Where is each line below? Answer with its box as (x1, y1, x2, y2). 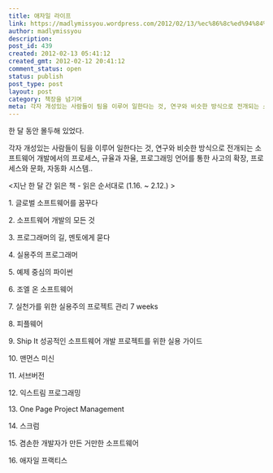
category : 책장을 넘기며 (8, 95, 83, 103)
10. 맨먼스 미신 (8, 354, 55, 363)
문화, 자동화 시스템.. (29, 163, 93, 173)
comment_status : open (8, 65, 82, 73)
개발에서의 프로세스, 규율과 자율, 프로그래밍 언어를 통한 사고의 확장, (36, 154, 249, 163)
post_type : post (8, 80, 63, 88)
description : (8, 34, 53, 43)
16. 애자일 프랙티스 (8, 456, 67, 466)
